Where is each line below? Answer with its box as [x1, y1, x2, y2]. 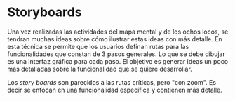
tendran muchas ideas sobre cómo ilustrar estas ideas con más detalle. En [7, 34, 222, 43]
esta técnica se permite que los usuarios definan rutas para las [7, 42, 189, 50]
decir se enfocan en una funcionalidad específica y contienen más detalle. [7, 86, 222, 94]
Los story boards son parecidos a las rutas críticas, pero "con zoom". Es [7, 78, 216, 86]
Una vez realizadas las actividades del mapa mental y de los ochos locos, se [7, 27, 229, 36]
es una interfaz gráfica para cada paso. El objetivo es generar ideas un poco [7, 57, 229, 65]
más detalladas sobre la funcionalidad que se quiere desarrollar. [7, 65, 193, 73]
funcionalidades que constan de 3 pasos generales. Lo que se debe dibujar [7, 50, 226, 58]
